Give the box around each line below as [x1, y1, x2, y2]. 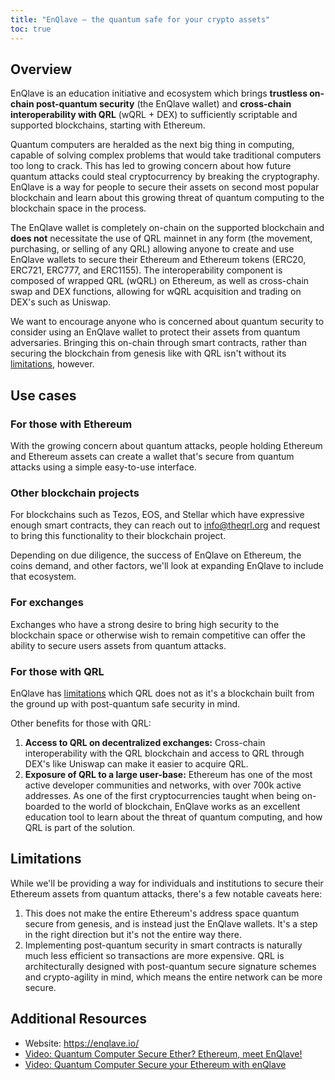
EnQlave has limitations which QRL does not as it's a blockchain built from [10, 687, 315, 699]
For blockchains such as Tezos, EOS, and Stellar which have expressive [10, 509, 305, 521]
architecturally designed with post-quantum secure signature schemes [24, 960, 317, 972]
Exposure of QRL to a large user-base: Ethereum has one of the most [24, 768, 313, 780]
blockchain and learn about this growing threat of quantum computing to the [10, 192, 325, 204]
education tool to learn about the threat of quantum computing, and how [24, 811, 323, 823]
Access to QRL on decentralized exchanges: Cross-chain [24, 736, 266, 748]
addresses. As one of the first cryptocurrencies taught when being [24, 789, 300, 801]
